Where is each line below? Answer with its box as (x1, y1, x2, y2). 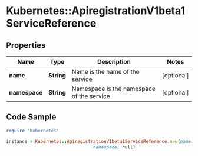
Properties (6, 40, 46, 50)
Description (97, 58, 131, 66)
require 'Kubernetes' (6, 128, 60, 134)
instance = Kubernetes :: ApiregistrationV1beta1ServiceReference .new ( (6, 138, 181, 144)
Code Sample (6, 112, 57, 122)
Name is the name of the (71, 68, 140, 76)
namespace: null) (93, 144, 136, 150)
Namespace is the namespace (71, 84, 156, 93)
